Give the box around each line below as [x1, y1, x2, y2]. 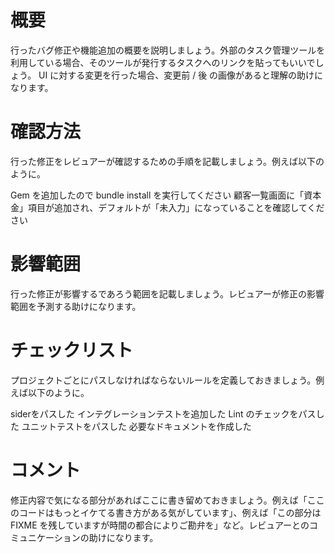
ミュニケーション [10, 531, 81, 543]
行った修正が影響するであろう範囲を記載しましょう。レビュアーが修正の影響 [10, 287, 325, 300]
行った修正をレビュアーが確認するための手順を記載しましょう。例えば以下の [10, 155, 325, 167]
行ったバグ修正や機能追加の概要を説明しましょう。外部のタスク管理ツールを [10, 44, 326, 56]
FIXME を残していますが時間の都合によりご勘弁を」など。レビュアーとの [10, 519, 310, 531]
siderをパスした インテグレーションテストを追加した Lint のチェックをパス [10, 407, 317, 420]
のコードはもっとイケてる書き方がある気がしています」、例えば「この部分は [10, 506, 322, 518]
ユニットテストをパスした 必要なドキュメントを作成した [21, 420, 252, 432]
